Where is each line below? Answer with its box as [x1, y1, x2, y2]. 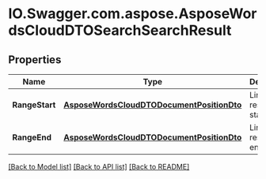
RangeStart [12, 99, 56, 110]
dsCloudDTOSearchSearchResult [8, 21, 232, 39]
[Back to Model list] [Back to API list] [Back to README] [8, 162, 190, 171]
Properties [8, 53, 62, 66]
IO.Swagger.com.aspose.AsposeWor [8, 5, 257, 23]
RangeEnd [12, 132, 52, 143]
